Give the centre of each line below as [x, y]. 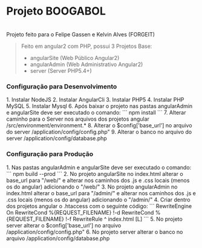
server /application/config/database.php [57, 138]
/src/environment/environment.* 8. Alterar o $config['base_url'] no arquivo [99, 126]
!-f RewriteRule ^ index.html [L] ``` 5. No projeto [124, 219]
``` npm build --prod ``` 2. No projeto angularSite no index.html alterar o [95, 173]
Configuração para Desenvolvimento [62, 86]
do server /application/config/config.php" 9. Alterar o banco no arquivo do [99, 132]
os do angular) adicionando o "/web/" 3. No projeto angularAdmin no [92, 187]
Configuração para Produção [50, 154]
